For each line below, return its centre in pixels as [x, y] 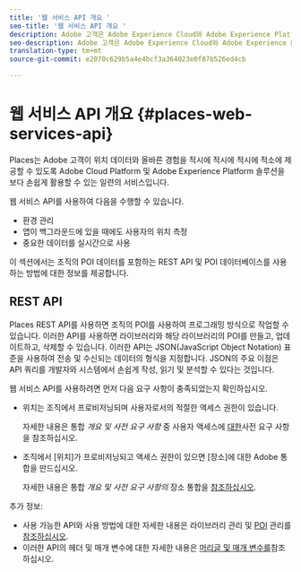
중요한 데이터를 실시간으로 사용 [76, 242]
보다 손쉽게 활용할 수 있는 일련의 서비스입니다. [90, 182]
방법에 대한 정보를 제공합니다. [77, 273]
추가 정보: [26, 506]
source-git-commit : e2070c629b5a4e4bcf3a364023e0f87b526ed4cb [128, 59]
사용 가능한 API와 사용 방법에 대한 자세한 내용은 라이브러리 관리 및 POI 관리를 [157, 524]
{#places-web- [194, 114]
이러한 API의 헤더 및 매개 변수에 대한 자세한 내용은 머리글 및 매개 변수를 [146, 547]
